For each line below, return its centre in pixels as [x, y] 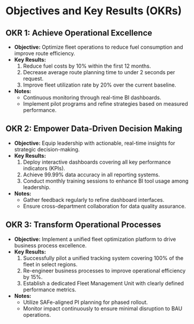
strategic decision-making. [47, 149]
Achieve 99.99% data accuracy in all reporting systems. [91, 174]
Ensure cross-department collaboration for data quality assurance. [104, 206]
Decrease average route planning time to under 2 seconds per [99, 72]
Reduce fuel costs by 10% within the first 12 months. [87, 66]
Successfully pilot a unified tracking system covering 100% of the [103, 258]
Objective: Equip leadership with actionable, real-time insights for [95, 143]
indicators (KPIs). [44, 168]
